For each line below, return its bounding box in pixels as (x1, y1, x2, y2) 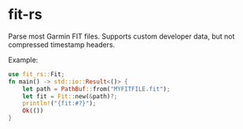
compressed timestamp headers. (8, 39, 116, 49)
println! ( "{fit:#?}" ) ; (22, 100, 97, 108)
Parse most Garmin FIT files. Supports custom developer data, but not (8, 31, 235, 41)
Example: (8, 55, 39, 64)
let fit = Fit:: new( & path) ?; (22, 92, 118, 100)
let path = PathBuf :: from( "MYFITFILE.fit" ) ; (22, 85, 171, 93)
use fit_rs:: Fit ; (8, 70, 65, 78)
